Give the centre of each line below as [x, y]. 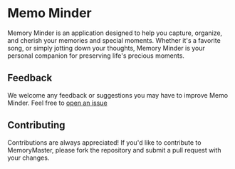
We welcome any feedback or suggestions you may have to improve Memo [118, 95]
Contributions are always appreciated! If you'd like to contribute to [104, 142]
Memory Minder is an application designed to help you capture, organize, [115, 33]
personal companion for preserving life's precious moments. [96, 56]
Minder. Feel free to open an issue [58, 103]
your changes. [28, 158]
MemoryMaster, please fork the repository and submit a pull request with [114, 150]
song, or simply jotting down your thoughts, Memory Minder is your [106, 48]
